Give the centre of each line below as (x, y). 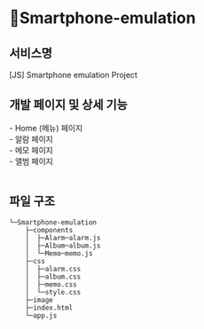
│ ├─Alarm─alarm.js (63, 238)
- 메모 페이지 (31, 150)
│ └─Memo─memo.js (59, 253)
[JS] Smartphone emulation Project (73, 75)
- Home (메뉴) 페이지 (46, 128)
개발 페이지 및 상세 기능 (69, 105)
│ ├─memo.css (51, 284)
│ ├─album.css (53, 277)
